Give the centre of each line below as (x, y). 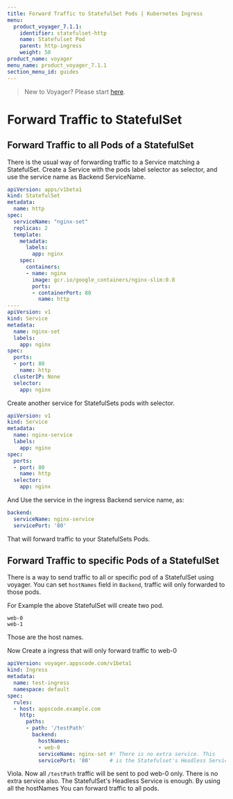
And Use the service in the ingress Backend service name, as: (96, 500)
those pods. (24, 592)
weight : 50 (35, 53)
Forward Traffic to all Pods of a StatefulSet (101, 146)
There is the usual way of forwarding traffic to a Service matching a (103, 162)
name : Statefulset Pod (52, 40)
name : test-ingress (42, 683)
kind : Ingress (28, 670)
